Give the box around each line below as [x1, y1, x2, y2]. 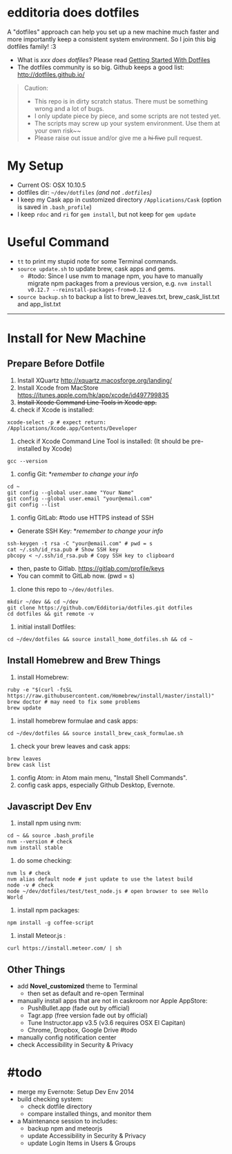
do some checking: [17, 857, 72, 865]
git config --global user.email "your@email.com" [7, 495, 153, 502]
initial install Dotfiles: [17, 623, 76, 631]
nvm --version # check [7, 839, 72, 845]
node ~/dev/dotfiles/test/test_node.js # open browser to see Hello [7, 888, 209, 895]
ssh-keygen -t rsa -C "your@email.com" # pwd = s [7, 540, 153, 547]
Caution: [23, 84, 48, 92]
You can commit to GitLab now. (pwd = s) [17, 571, 135, 580]
